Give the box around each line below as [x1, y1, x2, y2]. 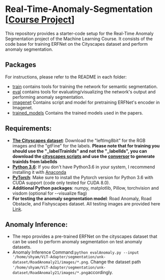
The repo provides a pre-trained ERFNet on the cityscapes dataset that [12, 233, 158, 239]
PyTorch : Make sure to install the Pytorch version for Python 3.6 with [12, 174, 154, 180]
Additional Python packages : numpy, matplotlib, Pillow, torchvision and [12, 185, 159, 191]
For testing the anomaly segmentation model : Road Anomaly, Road [12, 195, 152, 202]
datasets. [12, 244, 32, 250]
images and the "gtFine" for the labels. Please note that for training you [12, 142, 160, 148]
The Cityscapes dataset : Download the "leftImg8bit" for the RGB [12, 138, 146, 143]
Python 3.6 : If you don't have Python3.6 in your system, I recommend [12, 164, 155, 170]
